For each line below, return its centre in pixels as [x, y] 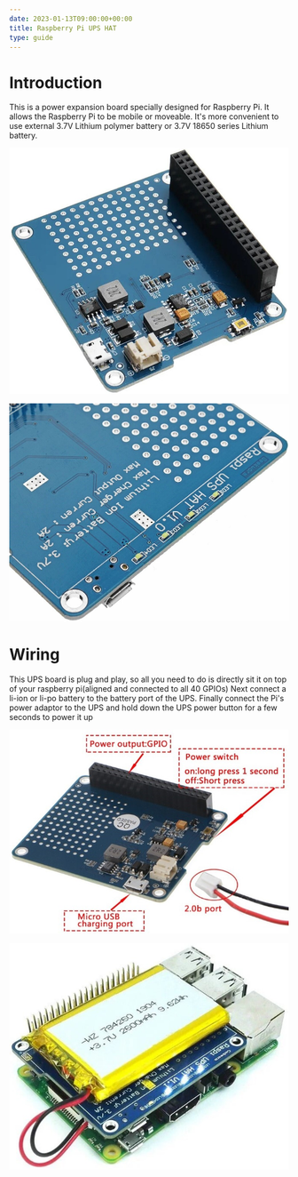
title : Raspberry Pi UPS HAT [63, 28]
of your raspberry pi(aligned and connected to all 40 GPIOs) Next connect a [148, 688]
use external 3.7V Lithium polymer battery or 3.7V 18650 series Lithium [139, 126]
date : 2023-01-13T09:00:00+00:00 [71, 19]
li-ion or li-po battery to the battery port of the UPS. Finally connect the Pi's [147, 698]
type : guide [31, 37]
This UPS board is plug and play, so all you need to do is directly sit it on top [148, 679]
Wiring [35, 654]
